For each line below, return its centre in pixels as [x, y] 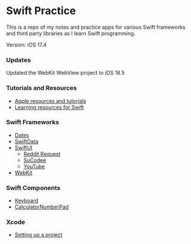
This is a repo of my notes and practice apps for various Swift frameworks [96, 27]
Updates [19, 60]
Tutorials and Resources [42, 88]
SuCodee [35, 160]
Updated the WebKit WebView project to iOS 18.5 [66, 73]
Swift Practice [41, 11]
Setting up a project [38, 235]
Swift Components [33, 188]
